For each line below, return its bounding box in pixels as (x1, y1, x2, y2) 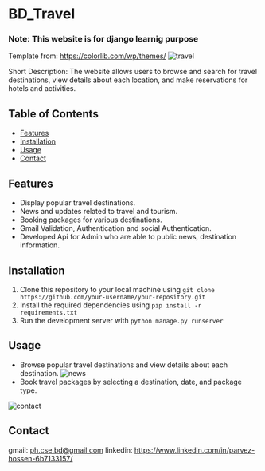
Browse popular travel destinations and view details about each (19, 360, 228, 370)
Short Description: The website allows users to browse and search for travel (8, 67, 257, 77)
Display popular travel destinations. (19, 198, 136, 208)
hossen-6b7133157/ (8, 453, 73, 463)
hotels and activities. (8, 84, 76, 93)
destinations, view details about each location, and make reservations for (8, 75, 248, 85)
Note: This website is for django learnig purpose (8, 34, 199, 45)
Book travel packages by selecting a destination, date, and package (19, 377, 243, 386)
